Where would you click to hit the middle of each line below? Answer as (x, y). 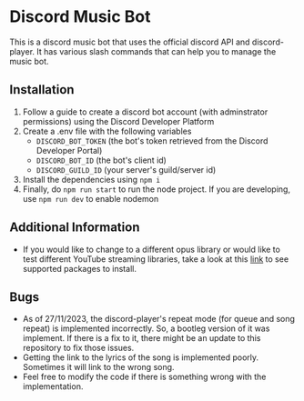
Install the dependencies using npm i (91, 179)
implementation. (53, 386)
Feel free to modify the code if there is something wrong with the (144, 377)
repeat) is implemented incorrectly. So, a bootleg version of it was (146, 328)
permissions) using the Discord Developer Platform (118, 121)
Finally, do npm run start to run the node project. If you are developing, (157, 189)
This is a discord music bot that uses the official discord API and (130, 42)
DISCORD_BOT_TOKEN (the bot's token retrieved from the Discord (152, 140)
